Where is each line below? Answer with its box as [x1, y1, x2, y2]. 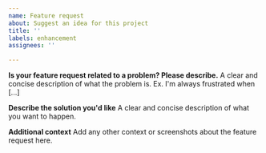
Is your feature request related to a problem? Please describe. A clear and [8, 70, 258, 80]
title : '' [8, 26, 42, 34]
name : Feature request [8, 11, 84, 20]
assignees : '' [8, 42, 56, 50]
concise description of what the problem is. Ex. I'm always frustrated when [8, 79, 256, 89]
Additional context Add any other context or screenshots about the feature [8, 127, 257, 137]
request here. [8, 135, 53, 145]
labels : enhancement [8, 34, 78, 42]
